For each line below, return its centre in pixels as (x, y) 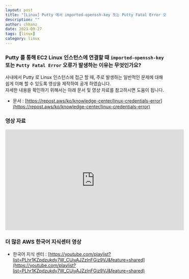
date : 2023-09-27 (24, 29)
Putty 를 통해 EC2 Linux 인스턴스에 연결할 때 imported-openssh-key (85, 57)
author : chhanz (21, 24)
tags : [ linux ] (20, 34)
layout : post (19, 10)
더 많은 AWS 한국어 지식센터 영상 (43, 242)
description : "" (22, 19)
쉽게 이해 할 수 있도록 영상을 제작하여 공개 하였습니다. (58, 84)
